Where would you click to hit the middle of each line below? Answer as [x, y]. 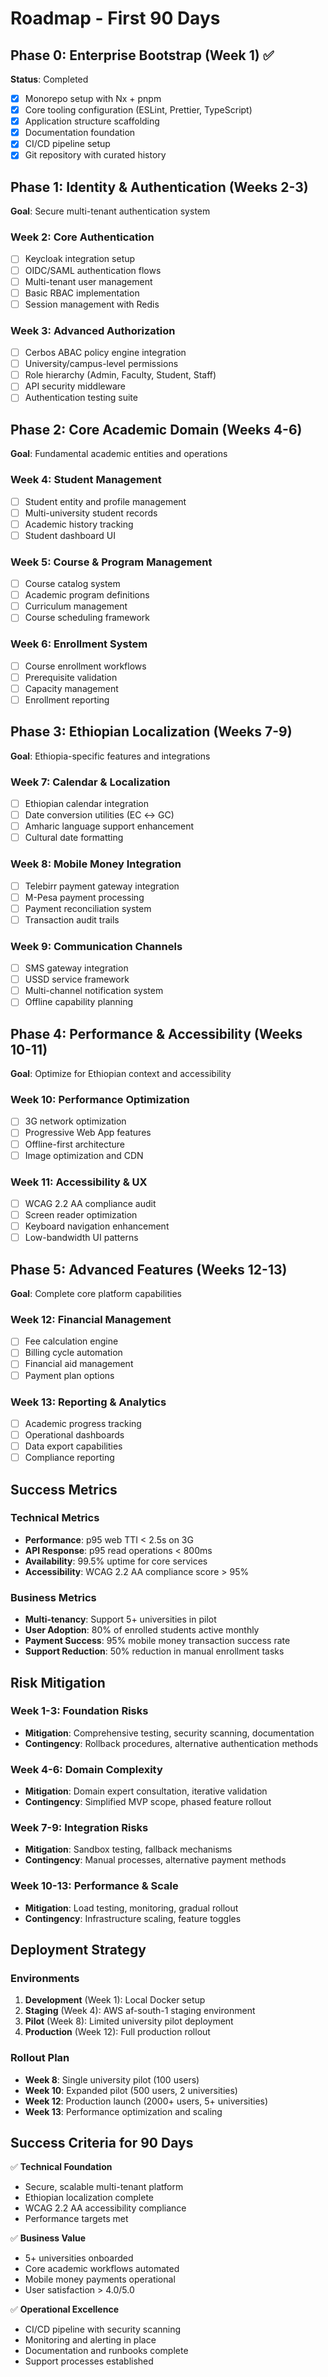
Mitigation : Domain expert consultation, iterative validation [146, 1791]
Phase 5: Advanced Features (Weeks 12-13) [149, 1269]
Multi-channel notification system [94, 991]
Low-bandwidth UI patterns [81, 1238]
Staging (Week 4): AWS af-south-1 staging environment [140, 2011]
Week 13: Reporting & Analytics [88, 1402]
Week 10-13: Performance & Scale [94, 1886]
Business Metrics [53, 1597]
